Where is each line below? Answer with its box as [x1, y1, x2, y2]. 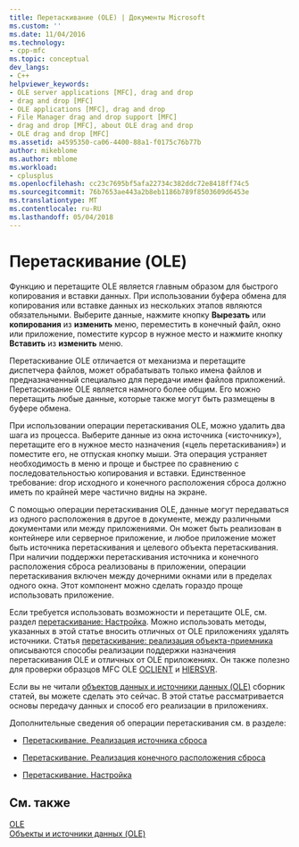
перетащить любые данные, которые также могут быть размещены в [9, 393, 276, 403]
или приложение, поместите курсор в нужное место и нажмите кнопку [9, 328, 283, 339]
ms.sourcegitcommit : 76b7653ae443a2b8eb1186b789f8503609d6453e [9, 188, 250, 197]
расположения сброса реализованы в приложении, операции [9, 561, 246, 572]
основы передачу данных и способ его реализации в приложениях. [9, 699, 269, 711]
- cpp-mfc [9, 47, 46, 55]
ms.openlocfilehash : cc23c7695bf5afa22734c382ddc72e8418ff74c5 [9, 180, 250, 189]
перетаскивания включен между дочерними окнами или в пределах [9, 570, 272, 581]
